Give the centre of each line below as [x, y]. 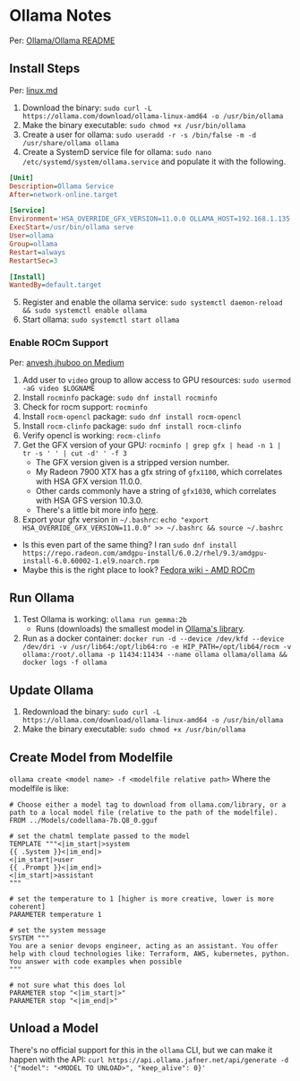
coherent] [28, 906]
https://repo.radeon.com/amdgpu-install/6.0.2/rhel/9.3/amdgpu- [145, 553]
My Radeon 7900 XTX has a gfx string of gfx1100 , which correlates [159, 471]
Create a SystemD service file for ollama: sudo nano [117, 151]
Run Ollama [42, 597]
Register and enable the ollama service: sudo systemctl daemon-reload [152, 302]
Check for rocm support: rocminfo [85, 406]
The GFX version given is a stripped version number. [133, 462]
